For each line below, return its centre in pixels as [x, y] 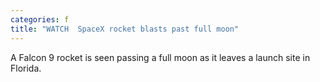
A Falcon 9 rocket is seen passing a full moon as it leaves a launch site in [160, 57]
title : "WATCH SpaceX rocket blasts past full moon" [125, 29]
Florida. [26, 68]
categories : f [40, 19]
